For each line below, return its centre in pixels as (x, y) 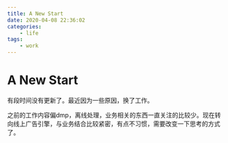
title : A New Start (35, 14)
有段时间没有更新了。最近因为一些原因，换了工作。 (80, 100)
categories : (24, 26)
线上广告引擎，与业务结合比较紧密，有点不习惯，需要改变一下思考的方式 (116, 124)
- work (29, 46)
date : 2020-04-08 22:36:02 (46, 20)
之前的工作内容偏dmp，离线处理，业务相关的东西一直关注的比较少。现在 (111, 115)
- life (29, 33)
